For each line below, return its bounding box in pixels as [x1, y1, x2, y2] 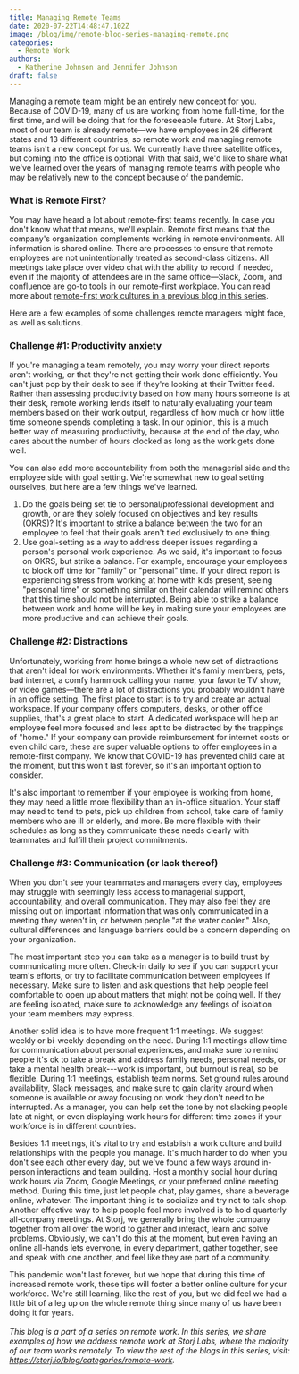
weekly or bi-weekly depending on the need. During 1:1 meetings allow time [9, 1034, 287, 1046]
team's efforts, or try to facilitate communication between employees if [9, 970, 270, 981]
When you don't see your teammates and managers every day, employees [9, 877, 283, 888]
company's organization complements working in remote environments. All [9, 233, 285, 244]
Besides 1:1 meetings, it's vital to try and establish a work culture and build [9, 1137, 283, 1149]
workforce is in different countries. [9, 1120, 137, 1131]
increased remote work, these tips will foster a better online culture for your [9, 1278, 287, 1289]
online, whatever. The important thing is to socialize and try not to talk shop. [9, 1194, 288, 1205]
